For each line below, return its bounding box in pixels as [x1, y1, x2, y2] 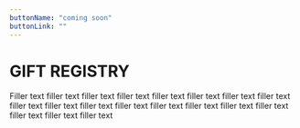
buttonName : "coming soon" [9, 13, 112, 23]
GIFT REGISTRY [9, 61, 130, 82]
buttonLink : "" [9, 22, 68, 31]
